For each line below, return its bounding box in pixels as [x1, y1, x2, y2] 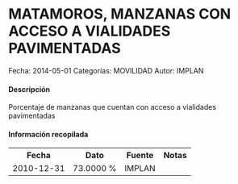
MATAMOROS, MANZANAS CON [8, 5, 232, 23]
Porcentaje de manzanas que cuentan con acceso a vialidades [8, 102, 216, 112]
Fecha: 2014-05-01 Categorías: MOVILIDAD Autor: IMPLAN [8, 65, 204, 75]
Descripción [8, 84, 51, 94]
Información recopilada [8, 129, 89, 139]
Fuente [126, 150, 154, 161]
